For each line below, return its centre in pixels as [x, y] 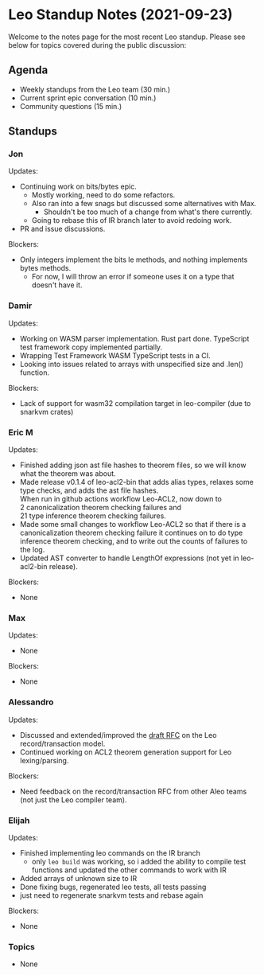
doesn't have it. [57, 285]
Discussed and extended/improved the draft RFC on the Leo [118, 735]
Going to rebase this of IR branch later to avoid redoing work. [132, 220]
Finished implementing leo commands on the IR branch [110, 852]
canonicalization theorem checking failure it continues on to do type [131, 533]
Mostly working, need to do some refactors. [103, 195]
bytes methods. [45, 268]
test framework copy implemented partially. [91, 347]
